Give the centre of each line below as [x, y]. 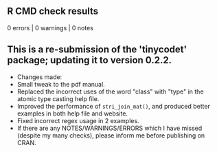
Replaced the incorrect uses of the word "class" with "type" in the [110, 91]
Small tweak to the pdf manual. [61, 84]
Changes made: [39, 77]
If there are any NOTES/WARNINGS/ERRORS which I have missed [110, 128]
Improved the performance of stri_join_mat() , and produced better [114, 106]
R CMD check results [53, 11]
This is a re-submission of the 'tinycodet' [97, 50]
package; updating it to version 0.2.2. [90, 60]
